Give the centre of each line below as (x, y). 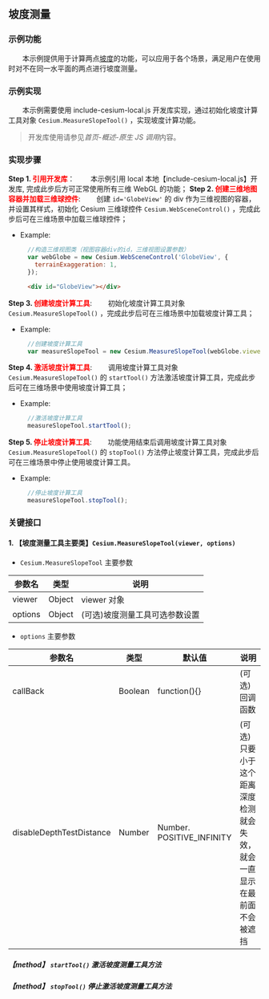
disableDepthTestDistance (62, 833)
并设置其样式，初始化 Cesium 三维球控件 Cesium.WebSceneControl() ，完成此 (134, 209)
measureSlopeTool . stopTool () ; (78, 501)
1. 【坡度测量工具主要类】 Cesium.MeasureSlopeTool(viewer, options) (122, 543)
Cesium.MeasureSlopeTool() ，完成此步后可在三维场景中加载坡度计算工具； (131, 313)
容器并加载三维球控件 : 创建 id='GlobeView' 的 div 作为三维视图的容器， (132, 199)
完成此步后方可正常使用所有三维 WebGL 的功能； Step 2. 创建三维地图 (142, 189)
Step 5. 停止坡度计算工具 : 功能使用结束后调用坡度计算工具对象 (118, 442)
